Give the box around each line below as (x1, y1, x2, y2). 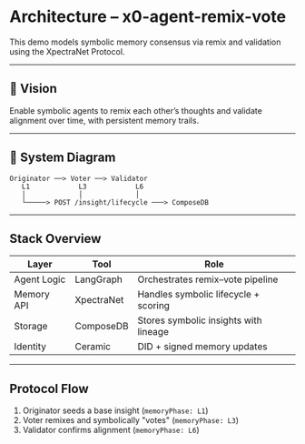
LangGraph (74, 273, 123, 286)
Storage (14, 320, 48, 333)
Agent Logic (14, 273, 66, 286)
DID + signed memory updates (137, 340, 268, 353)
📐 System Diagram (9, 150, 116, 166)
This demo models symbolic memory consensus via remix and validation (9, 36, 281, 47)
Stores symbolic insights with (137, 314, 262, 327)
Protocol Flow (9, 380, 89, 397)
